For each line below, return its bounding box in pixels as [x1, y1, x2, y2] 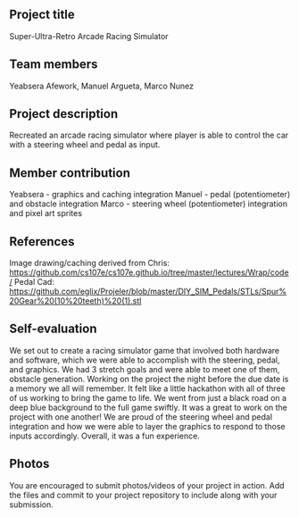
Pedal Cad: [13, 277, 55, 288]
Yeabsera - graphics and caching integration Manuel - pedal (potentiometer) [9, 189, 291, 200]
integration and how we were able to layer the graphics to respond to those [9, 421, 286, 431]
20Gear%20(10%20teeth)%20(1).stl [9, 296, 142, 306]
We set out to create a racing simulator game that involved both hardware [9, 345, 279, 355]
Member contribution [9, 165, 131, 180]
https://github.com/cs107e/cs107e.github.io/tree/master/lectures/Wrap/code [9, 267, 289, 278]
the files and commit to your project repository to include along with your [9, 489, 278, 500]
